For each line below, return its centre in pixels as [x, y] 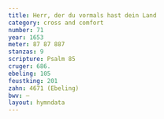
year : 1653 [26, 37]
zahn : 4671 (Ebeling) [44, 88]
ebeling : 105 [30, 74]
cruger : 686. [30, 67]
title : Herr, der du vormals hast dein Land [82, 15]
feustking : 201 [33, 81]
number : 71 [26, 30]
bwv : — [19, 96]
